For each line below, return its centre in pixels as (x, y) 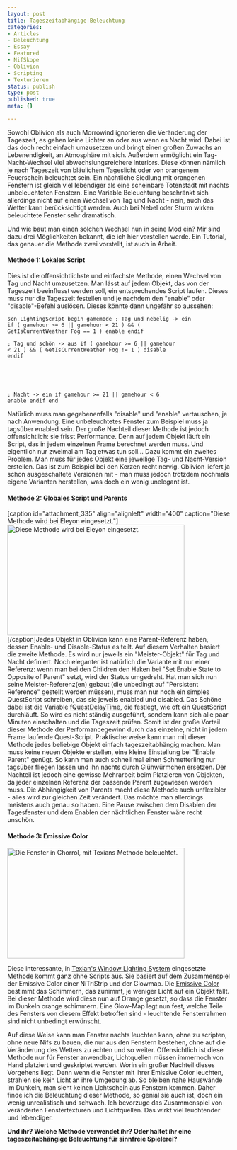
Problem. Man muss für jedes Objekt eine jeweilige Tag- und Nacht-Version (117, 459)
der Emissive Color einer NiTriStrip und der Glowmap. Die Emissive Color (113, 984)
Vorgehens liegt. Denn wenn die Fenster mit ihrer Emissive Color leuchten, (116, 1073)
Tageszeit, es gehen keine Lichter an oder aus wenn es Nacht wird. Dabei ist (119, 140)
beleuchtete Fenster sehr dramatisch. (62, 215)
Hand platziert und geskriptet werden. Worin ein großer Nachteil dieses (111, 1065)
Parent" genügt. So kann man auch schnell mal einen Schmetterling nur (111, 760)
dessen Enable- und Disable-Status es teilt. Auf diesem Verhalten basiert (114, 647)
